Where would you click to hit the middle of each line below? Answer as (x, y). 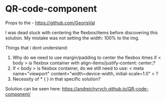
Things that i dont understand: (37, 47)
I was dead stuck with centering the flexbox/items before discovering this (81, 32)
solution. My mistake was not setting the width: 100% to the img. (72, 38)
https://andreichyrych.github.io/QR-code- (105, 88)
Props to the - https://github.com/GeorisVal (50, 23)
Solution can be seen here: (33, 88)
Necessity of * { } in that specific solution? (57, 79)
